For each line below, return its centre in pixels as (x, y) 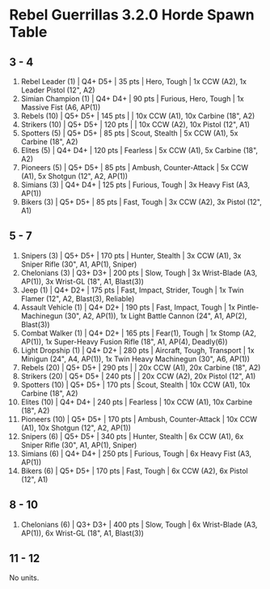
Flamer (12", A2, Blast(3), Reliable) (78, 298)
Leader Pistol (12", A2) (58, 90)
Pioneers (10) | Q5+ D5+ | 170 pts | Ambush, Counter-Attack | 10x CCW (139, 419)
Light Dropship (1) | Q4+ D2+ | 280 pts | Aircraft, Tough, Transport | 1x (137, 350)
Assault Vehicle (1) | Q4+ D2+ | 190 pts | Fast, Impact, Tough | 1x (128, 307)
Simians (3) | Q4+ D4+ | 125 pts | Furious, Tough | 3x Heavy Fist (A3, (135, 185)
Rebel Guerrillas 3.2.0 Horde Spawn (132, 15)
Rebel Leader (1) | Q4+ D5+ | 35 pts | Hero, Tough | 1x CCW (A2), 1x (134, 81)
